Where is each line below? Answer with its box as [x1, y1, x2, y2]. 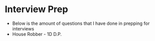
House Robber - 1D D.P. [12, 31, 62, 37]
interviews [12, 25, 34, 31]
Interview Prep [5, 4, 68, 15]
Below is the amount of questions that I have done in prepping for [12, 20, 150, 26]
